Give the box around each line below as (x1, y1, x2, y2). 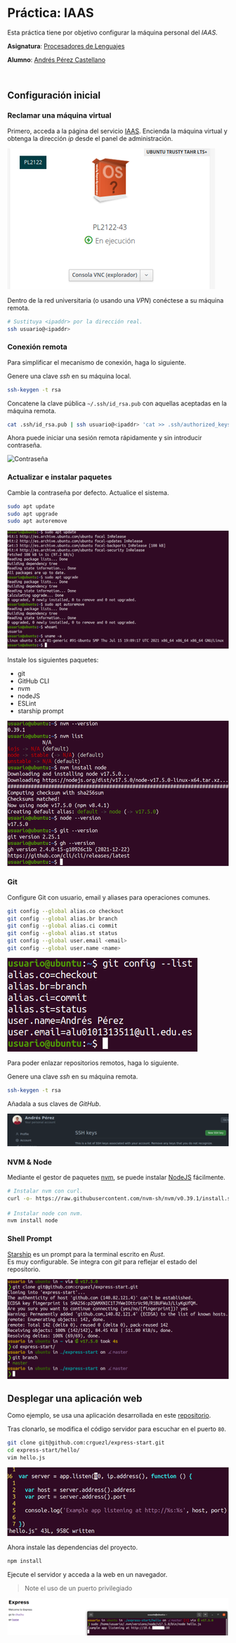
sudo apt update (7, 503, 55, 510)
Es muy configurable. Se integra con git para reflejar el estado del (7, 1257, 198, 1266)
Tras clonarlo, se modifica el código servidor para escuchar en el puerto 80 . (7, 1425, 227, 1433)
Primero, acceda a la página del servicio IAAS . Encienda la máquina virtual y (7, 127, 228, 135)
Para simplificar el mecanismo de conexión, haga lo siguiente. (7, 358, 186, 367)
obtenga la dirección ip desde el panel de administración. (7, 134, 173, 142)
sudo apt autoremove (7, 517, 68, 525)
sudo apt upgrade (7, 510, 58, 517)
